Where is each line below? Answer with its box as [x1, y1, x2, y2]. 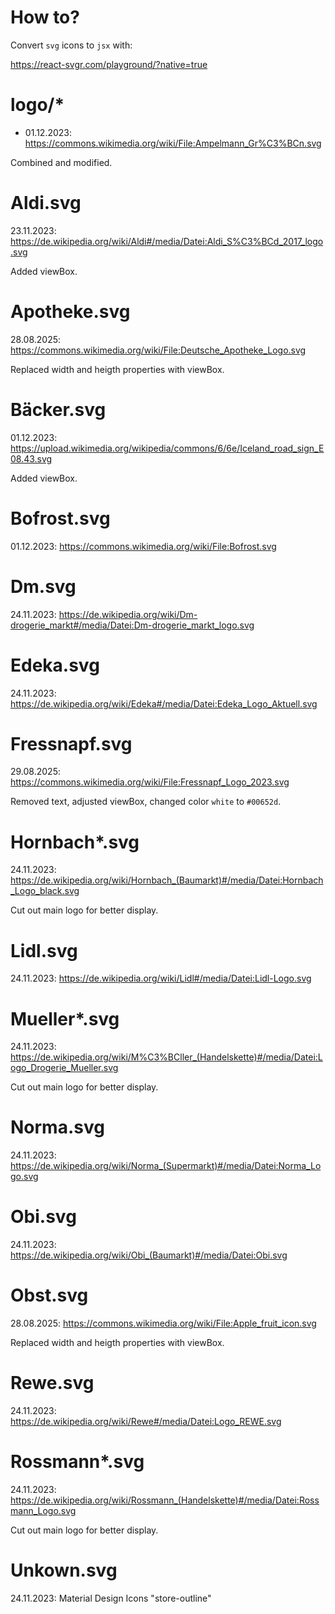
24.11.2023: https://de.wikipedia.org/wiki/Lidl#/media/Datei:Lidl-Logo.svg [10, 972, 312, 985]
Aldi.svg [10, 192, 82, 215]
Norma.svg [10, 1116, 105, 1139]
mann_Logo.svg [10, 1504, 77, 1516]
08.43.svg [10, 452, 53, 465]
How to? [10, 6, 80, 29]
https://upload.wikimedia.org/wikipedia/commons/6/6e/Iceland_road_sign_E [10, 442, 325, 454]
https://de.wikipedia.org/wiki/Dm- [58, 608, 198, 620]
